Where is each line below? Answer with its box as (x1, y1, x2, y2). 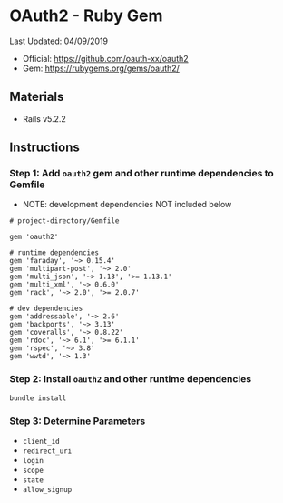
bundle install (9, 393, 67, 403)
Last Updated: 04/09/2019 (9, 35, 109, 46)
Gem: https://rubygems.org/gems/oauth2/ (22, 63, 180, 74)
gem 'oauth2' (9, 233, 59, 242)
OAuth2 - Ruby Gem (9, 5, 163, 26)
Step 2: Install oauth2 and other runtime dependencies (9, 373, 252, 386)
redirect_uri (22, 447, 73, 456)
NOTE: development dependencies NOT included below (22, 199, 232, 210)
